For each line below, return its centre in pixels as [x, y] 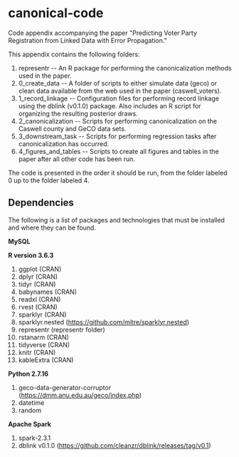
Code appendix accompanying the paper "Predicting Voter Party [103, 33]
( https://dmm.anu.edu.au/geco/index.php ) [80, 395]
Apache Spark [30, 424]
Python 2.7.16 [28, 374]
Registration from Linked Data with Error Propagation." [88, 40]
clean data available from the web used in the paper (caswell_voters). [120, 91]
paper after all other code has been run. [77, 159]
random [30, 410]
